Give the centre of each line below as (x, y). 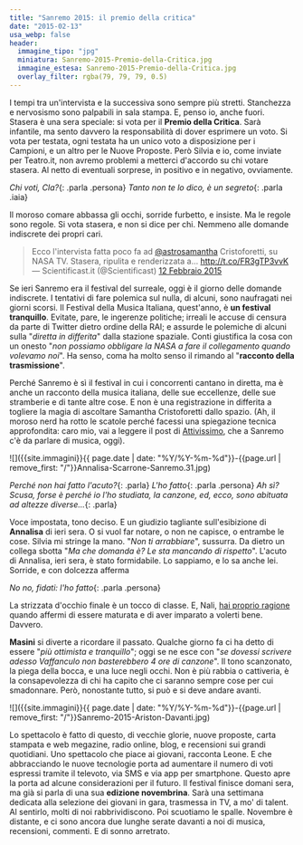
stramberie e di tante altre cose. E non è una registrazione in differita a (141, 402)
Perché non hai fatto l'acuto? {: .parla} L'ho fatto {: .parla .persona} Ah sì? (144, 485)
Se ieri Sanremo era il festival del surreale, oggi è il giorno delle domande (146, 288)
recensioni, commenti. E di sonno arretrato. (90, 831)
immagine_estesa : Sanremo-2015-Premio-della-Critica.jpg (127, 69)
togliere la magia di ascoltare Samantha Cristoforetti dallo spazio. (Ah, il (142, 411)
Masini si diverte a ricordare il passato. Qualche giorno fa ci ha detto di (142, 642)
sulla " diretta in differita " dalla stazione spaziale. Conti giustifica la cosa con (151, 336)
